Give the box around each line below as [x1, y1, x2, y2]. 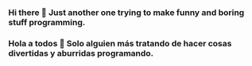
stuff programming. [8, 16, 86, 27]
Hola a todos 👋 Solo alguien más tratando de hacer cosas [8, 38, 232, 49]
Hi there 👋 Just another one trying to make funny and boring [8, 7, 245, 18]
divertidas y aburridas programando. [8, 47, 154, 58]
